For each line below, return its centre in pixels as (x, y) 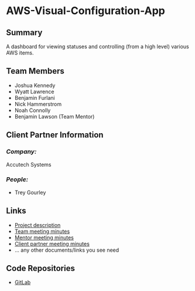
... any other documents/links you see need (67, 250)
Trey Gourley (30, 192)
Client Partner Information (55, 135)
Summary (24, 33)
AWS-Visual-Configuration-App (85, 11)
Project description (37, 225)
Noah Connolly (32, 110)
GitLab (23, 282)
